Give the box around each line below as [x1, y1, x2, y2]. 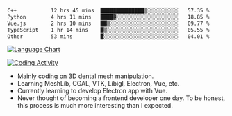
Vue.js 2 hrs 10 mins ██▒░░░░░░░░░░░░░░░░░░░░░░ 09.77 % [7, 20, 210, 27]
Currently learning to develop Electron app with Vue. [17, 87, 168, 95]
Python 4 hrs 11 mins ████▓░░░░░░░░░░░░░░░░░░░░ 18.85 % [7, 13, 210, 21]
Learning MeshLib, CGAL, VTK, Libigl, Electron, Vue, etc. [17, 79, 180, 88]
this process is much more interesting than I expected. [17, 101, 174, 110]
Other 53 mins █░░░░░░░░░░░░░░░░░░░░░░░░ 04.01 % [7, 32, 210, 40]
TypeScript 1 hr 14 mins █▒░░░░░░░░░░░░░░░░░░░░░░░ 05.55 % [7, 26, 210, 33]
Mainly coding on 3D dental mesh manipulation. [17, 72, 154, 80]
